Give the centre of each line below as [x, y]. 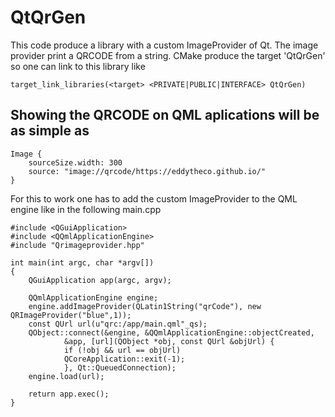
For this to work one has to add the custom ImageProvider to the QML [154, 198]
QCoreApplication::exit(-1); [124, 359]
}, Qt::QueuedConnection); [120, 367]
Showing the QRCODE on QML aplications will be [165, 115]
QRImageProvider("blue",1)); [71, 315]
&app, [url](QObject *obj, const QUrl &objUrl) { [169, 341]
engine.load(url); [66, 376]
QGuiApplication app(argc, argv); [100, 280]
